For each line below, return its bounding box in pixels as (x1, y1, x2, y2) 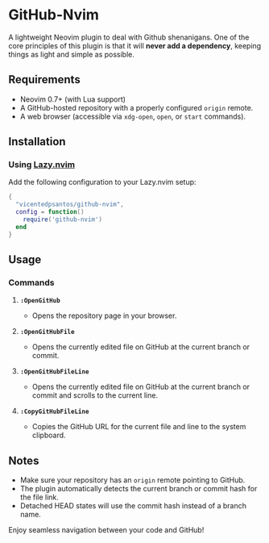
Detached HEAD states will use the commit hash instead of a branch (19, 501, 247, 511)
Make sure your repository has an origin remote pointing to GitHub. (19, 475, 246, 485)
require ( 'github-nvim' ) (23, 215, 103, 223)
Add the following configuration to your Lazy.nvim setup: (8, 178, 197, 187)
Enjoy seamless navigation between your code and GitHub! (8, 525, 205, 535)
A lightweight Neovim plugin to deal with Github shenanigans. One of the (8, 32, 250, 42)
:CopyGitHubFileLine (19, 407, 89, 416)
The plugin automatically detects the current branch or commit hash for (19, 484, 258, 494)
